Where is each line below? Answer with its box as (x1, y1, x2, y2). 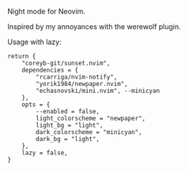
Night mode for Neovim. (7, 7, 86, 16)
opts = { (21, 101, 51, 109)
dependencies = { (21, 66, 79, 74)
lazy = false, (21, 149, 68, 157)
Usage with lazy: (7, 37, 62, 46)
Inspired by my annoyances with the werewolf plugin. (7, 22, 181, 31)
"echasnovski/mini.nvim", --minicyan (36, 87, 160, 95)
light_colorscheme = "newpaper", (36, 114, 146, 122)
